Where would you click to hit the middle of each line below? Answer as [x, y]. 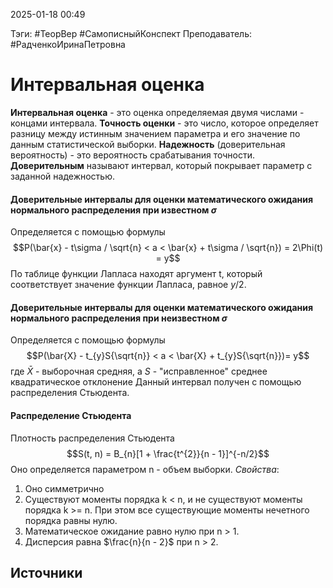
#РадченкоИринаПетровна [68, 44]
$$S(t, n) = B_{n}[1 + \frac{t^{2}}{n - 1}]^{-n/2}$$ [168, 453]
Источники [46, 572]
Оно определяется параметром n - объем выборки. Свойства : [145, 469]
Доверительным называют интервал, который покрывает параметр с [161, 165]
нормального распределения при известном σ [113, 210]
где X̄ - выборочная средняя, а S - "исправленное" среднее [139, 371]
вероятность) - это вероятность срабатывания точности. [133, 155]
